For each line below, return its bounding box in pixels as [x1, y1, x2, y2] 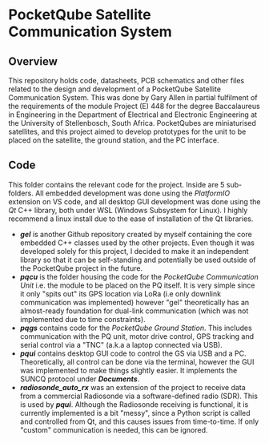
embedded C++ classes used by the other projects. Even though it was [19, 238, 255, 248]
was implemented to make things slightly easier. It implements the [19, 365, 238, 375]
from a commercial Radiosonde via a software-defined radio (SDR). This [19, 391, 259, 401]
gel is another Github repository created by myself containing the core [19, 229, 252, 239]
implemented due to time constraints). [19, 314, 146, 324]
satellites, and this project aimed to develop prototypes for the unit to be [8, 127, 247, 136]
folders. [8, 188, 34, 198]
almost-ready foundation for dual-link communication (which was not [19, 306, 249, 316]
